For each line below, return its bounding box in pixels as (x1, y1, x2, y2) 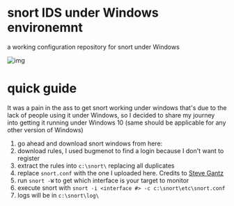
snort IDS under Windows (7, 5, 159, 21)
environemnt (7, 19, 84, 35)
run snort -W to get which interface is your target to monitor (17, 176, 189, 184)
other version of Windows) (7, 125, 84, 134)
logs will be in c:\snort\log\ (17, 191, 100, 199)
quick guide (7, 81, 77, 97)
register (17, 154, 40, 162)
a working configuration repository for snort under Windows (7, 42, 180, 51)
